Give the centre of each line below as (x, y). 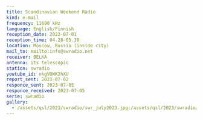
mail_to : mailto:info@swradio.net (50, 52)
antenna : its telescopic (37, 62)
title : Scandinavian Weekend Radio (51, 12)
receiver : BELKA (27, 57)
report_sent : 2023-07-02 (37, 79)
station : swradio (28, 68)
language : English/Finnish (40, 29)
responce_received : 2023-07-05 (46, 91)
